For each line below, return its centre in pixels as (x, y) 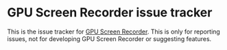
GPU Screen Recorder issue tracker (110, 13)
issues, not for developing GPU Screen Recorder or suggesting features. (109, 38)
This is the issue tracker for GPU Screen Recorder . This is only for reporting (114, 32)
